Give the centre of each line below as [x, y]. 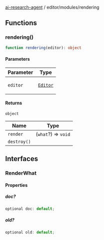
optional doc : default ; [30, 209]
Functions [21, 23]
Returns [14, 103]
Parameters [17, 59]
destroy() [19, 142]
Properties [16, 185]
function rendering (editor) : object [43, 48]
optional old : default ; [30, 232]
